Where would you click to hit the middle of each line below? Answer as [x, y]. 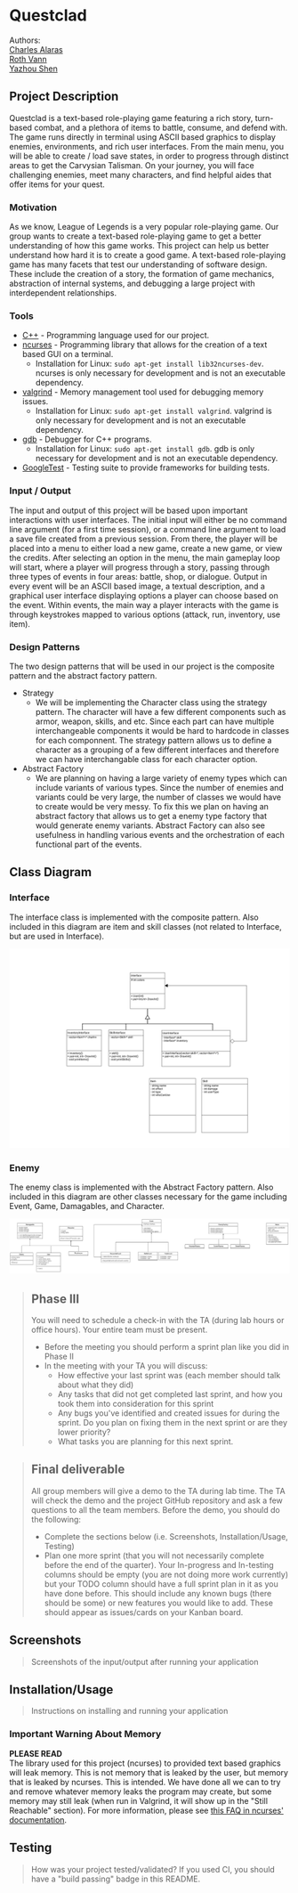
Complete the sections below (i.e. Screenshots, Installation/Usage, [166, 1536]
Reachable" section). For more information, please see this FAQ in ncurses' [147, 1810]
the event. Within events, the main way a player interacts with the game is [144, 605]
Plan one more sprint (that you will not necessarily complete [154, 1556]
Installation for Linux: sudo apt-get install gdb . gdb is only [145, 449]
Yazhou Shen [33, 69]
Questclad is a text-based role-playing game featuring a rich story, [131, 118]
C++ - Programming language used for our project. [116, 336]
